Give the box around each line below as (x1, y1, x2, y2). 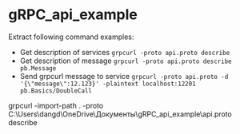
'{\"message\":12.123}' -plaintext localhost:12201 (19, 80, 196, 88)
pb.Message (19, 64, 57, 73)
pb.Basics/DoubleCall (19, 86, 92, 95)
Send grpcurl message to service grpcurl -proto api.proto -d (19, 71, 229, 81)
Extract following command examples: (8, 32, 134, 41)
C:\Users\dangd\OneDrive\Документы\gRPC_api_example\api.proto (8, 109, 232, 119)
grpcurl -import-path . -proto (8, 100, 104, 110)
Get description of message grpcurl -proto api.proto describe (19, 56, 232, 65)
